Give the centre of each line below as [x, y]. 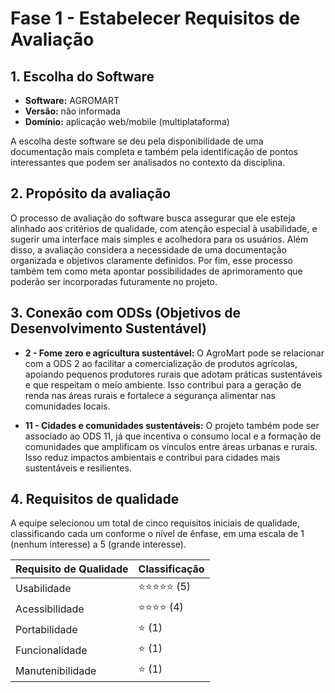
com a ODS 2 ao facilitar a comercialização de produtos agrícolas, [161, 363]
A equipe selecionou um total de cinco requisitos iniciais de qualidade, [155, 523]
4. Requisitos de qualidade [95, 499]
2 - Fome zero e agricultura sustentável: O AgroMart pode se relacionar [174, 353]
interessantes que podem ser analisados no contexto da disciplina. [148, 162]
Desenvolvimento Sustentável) [109, 328]
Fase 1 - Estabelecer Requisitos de [155, 18]
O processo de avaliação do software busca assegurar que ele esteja [153, 218]
